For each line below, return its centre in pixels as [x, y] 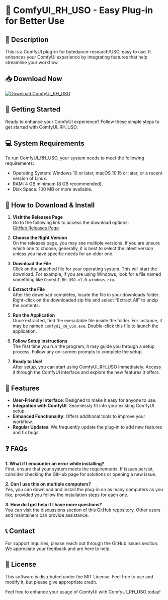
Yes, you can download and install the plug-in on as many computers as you [84, 489]
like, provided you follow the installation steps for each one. [67, 495]
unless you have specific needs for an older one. [63, 254]
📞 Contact [20, 531]
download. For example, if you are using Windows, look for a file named [87, 274]
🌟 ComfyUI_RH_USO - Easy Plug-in [79, 10]
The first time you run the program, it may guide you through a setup [83, 346]
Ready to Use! [27, 362]
